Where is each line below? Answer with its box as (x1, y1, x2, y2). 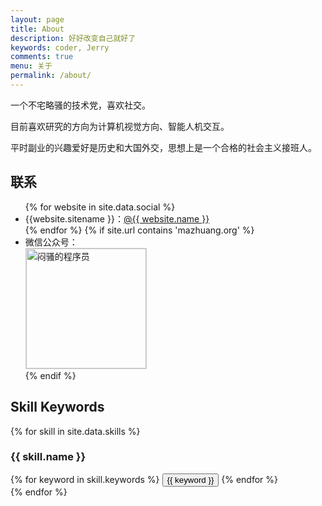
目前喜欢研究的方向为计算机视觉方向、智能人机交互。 (10, 120, 230, 132)
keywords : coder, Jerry (10, 42, 110, 53)
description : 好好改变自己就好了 (10, 33, 137, 43)
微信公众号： (24, 236, 78, 248)
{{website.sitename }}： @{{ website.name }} (24, 212, 210, 225)
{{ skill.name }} (10, 450, 87, 464)
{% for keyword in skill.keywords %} (10, 473, 160, 485)
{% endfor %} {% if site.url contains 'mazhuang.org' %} (24, 224, 255, 236)
